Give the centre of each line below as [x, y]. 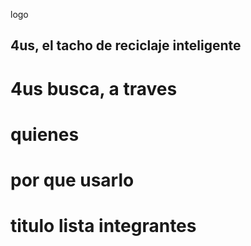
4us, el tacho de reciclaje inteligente [126, 45]
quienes [45, 134]
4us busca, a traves [94, 88]
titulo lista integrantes [103, 226]
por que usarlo [72, 180]
